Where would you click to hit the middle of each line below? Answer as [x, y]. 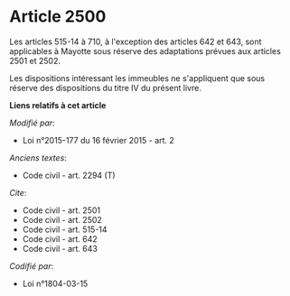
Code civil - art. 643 [60, 248]
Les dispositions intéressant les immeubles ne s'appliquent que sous [137, 78]
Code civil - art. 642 [60, 239]
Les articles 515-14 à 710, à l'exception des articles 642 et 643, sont [136, 42]
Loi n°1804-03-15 [55, 283]
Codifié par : [32, 266]
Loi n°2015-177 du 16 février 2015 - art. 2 [98, 140]
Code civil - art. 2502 [62, 219]
